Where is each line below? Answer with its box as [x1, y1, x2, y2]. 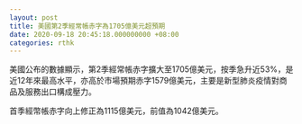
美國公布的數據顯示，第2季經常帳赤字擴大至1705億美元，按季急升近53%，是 [9, 64, 294, 75]
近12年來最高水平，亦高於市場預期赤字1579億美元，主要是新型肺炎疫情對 [9, 75, 279, 86]
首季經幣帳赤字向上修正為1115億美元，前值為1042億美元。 [9, 105, 224, 117]
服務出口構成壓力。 [24, 86, 96, 97]
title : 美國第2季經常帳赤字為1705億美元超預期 [9, 22, 166, 31]
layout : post [9, 13, 59, 22]
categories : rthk [9, 38, 75, 48]
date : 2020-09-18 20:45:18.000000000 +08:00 [9, 30, 179, 39]
